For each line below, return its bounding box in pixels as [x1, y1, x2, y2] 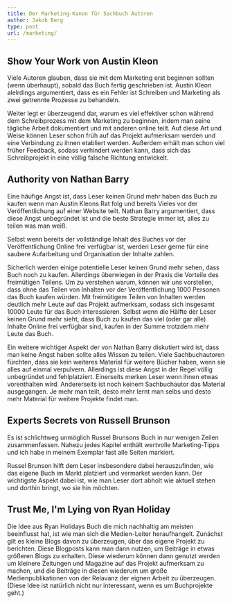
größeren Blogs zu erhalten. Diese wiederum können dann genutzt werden [7, 551, 220, 560]
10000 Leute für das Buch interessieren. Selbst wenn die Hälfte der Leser [7, 307, 216, 316]
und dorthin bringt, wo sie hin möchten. [7, 483, 120, 492]
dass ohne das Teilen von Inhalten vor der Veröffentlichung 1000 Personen [7, 285, 220, 294]
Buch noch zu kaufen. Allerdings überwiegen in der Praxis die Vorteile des [7, 270, 220, 278]
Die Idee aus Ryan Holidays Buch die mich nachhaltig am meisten [7, 522, 194, 530]
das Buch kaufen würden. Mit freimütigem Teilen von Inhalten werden [7, 292, 206, 301]
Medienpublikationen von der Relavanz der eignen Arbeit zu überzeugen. [7, 573, 216, 582]
